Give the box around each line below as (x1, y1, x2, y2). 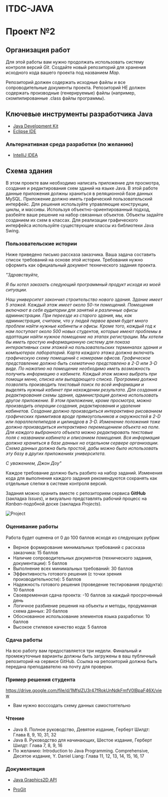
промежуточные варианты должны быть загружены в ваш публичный (5, 653, 156, 659)
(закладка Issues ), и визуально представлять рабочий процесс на (5, 495, 147, 501)
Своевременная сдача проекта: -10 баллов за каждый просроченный (12, 592, 163, 598)
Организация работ (5, 45, 70, 54)
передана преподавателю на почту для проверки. (5, 663, 113, 669)
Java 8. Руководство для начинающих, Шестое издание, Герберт (12, 737, 152, 743)
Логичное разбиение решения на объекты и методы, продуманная (12, 602, 157, 608)
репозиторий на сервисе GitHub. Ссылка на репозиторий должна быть (5, 658, 157, 664)
